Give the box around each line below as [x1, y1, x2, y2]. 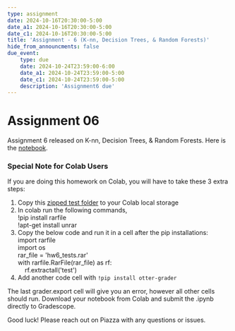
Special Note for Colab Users [7, 162, 109, 171]
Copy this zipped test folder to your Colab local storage [17, 198, 179, 207]
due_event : [7, 50, 40, 57]
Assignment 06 [7, 113, 100, 129]
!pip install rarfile [17, 213, 67, 222]
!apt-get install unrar [17, 221, 78, 229]
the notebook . [7, 144, 48, 152]
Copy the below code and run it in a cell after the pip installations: [17, 229, 208, 237]
